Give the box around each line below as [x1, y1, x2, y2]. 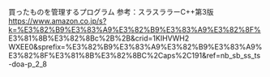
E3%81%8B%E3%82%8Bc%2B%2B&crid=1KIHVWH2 [8, 33, 190, 43]
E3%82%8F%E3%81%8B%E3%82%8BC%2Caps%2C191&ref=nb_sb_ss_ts [8, 51, 261, 60]
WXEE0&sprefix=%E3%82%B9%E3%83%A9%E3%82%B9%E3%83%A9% [8, 42, 263, 51]
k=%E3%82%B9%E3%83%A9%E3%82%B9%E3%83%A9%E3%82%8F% [8, 25, 261, 34]
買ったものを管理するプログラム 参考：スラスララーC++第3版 [8, 7, 214, 16]
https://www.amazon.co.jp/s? [8, 16, 107, 26]
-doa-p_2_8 [8, 59, 47, 69]
